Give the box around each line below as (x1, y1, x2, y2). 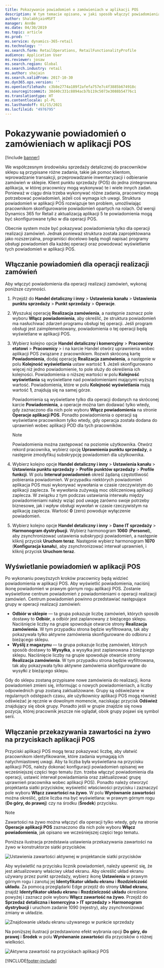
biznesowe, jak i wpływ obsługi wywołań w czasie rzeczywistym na (12, 502, 148, 508)
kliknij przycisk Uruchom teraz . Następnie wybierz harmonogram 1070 (12, 538, 155, 544)
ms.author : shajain (5, 71, 45, 76)
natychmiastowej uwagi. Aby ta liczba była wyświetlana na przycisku (5, 759, 143, 764)
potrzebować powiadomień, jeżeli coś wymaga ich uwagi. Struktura (5, 195, 141, 201)
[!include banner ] (5, 154, 40, 160)
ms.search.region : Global (5, 62, 58, 66)
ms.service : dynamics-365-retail (5, 39, 73, 44)
